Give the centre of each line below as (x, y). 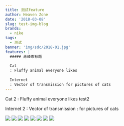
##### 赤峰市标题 (26, 56)
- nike (17, 33)
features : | (18, 52)
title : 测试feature (25, 10)
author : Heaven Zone (27, 15)
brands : (13, 29)
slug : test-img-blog (27, 24)
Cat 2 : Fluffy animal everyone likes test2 (47, 99)
